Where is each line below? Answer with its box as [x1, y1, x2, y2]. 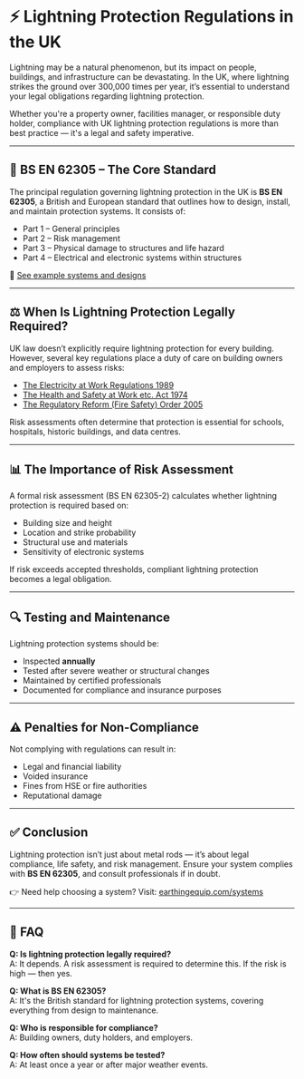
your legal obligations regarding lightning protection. [9, 91, 205, 102]
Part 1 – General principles [22, 223, 120, 234]
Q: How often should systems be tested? [9, 1049, 166, 1060]
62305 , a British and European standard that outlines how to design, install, [9, 196, 291, 207]
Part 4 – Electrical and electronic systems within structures [22, 252, 242, 263]
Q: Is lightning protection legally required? [9, 948, 172, 959]
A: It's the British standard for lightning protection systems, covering [9, 995, 264, 1006]
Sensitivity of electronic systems [22, 547, 145, 558]
